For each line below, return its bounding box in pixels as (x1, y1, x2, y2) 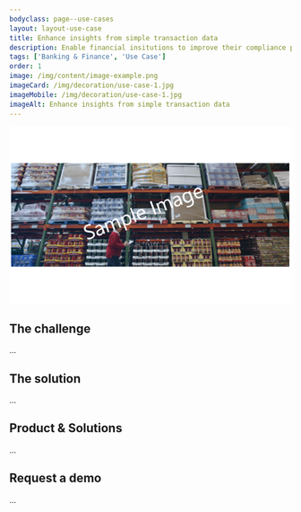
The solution (9, 371, 82, 386)
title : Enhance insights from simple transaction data (9, 33, 219, 42)
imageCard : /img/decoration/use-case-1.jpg (9, 81, 175, 90)
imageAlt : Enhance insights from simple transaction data (9, 100, 230, 109)
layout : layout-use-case (9, 23, 102, 33)
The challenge (9, 321, 91, 336)
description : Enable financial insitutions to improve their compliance (9, 43, 287, 52)
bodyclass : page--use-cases (9, 14, 115, 23)
